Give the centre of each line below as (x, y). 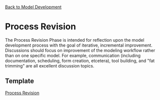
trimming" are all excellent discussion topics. (50, 66)
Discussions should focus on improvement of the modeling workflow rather (80, 50)
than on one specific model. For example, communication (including (73, 55)
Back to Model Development (33, 7)
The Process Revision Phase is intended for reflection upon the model (75, 40)
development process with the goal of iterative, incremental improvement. (79, 45)
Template (20, 81)
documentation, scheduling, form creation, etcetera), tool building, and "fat (80, 61)
